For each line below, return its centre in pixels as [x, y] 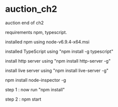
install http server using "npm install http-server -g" [58, 61]
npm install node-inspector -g [36, 80]
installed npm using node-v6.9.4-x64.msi [47, 42]
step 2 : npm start [23, 99]
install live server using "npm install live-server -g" [57, 71]
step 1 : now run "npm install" [35, 89]
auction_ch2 [31, 9]
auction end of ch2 [24, 23]
